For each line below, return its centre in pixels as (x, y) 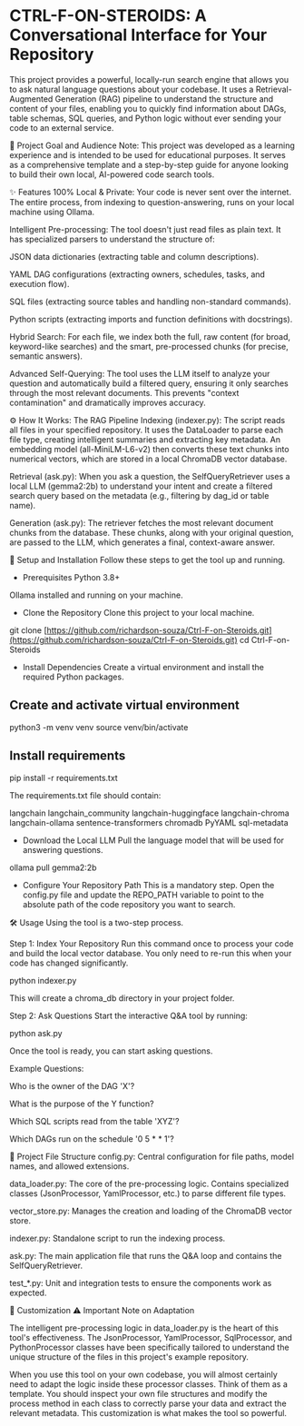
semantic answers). (46, 356)
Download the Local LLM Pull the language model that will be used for (153, 840)
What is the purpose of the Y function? (82, 1104)
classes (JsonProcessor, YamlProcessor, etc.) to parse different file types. (148, 1193)
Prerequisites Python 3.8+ (71, 577)
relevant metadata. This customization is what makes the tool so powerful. (148, 1412)
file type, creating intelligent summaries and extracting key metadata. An (145, 439)
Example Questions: (47, 1068)
